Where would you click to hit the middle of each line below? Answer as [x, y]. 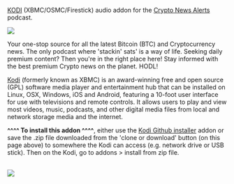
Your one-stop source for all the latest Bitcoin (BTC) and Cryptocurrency [111, 44]
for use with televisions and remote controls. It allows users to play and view [117, 102]
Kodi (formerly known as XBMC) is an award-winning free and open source [115, 80]
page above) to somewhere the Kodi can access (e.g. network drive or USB [116, 145]
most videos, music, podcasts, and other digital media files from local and [114, 109]
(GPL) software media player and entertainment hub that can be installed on [116, 87]
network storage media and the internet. [65, 117]
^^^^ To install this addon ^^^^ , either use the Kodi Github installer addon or [116, 130]
